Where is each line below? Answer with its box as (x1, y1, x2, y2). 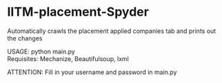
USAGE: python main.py (7, 47, 76, 56)
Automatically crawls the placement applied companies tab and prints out (7, 27, 216, 35)
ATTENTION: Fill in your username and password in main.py (7, 68, 177, 76)
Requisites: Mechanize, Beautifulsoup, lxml (7, 54, 129, 62)
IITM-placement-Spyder (7, 4, 150, 20)
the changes (7, 34, 43, 42)
